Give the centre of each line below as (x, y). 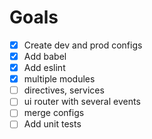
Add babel (45, 56)
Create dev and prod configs (83, 45)
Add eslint (44, 68)
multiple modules (59, 79)
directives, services (64, 90)
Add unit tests (52, 124)
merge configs (54, 113)
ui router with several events (82, 102)
